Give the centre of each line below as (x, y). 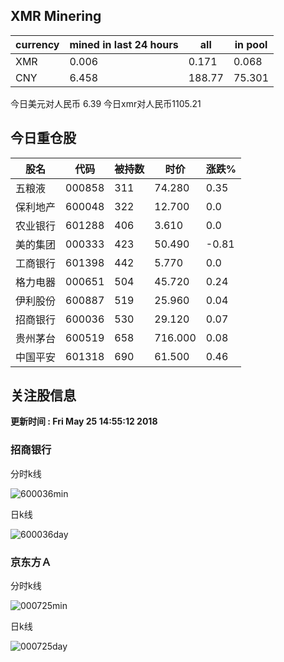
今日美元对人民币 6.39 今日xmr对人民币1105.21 (106, 103)
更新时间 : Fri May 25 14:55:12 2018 (84, 421)
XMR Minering (56, 16)
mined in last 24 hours (124, 44)
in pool (251, 44)
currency (37, 44)
